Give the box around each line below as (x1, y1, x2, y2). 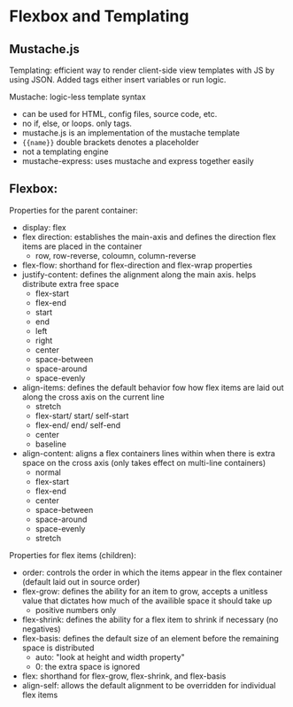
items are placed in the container (21, 241, 143, 252)
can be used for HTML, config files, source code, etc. (21, 109, 218, 119)
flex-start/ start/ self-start (35, 410, 129, 421)
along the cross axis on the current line (21, 392, 166, 402)
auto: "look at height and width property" (35, 651, 185, 662)
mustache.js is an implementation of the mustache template (21, 128, 241, 138)
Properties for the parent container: (9, 205, 139, 215)
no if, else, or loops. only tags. (21, 118, 133, 128)
